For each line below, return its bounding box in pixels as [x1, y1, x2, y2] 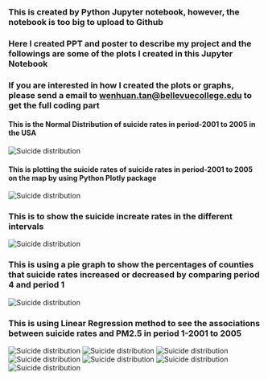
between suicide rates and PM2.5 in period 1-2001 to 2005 [8, 328, 242, 339]
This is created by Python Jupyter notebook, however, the [8, 6, 240, 18]
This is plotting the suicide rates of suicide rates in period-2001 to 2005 [8, 164, 254, 174]
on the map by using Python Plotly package [8, 173, 157, 182]
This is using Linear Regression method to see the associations [8, 317, 260, 329]
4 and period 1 [8, 280, 65, 291]
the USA [8, 128, 37, 138]
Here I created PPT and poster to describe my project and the [8, 38, 252, 49]
